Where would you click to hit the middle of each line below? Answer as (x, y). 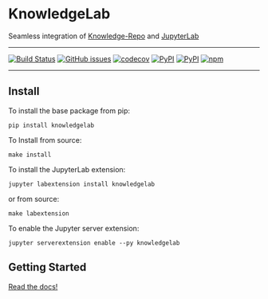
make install (30, 155)
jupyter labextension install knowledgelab (82, 184)
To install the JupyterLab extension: (67, 169)
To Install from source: (45, 140)
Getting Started (47, 268)
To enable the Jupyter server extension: (74, 228)
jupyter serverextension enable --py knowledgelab (94, 243)
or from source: (34, 199)
